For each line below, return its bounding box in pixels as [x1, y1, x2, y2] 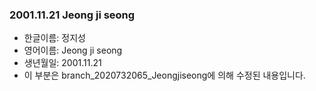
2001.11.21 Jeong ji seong [9, 8, 136, 22]
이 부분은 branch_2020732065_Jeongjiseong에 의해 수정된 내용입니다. [23, 69, 306, 82]
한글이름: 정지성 [23, 32, 86, 44]
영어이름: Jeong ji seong [23, 44, 123, 57]
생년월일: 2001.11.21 [23, 57, 102, 69]
